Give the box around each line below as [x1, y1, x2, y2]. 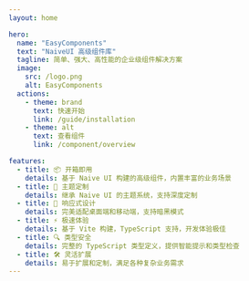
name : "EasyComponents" [16, 38, 107, 47]
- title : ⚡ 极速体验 [16, 216, 89, 225]
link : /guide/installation [32, 115, 136, 124]
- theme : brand [25, 98, 83, 107]
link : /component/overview [32, 140, 136, 150]
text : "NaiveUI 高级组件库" [16, 47, 117, 56]
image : [16, 64, 42, 73]
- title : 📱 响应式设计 [16, 199, 97, 208]
